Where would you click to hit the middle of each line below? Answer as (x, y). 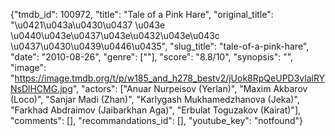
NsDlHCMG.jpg (41, 88)
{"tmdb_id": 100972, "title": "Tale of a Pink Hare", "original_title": (142, 14)
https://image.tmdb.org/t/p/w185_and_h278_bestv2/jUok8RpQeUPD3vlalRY (170, 78)
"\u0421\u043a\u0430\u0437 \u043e (88, 25)
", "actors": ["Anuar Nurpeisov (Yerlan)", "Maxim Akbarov (190, 88)
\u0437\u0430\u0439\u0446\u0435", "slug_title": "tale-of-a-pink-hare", (160, 46)
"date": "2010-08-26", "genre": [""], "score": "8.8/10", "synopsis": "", (152, 57)
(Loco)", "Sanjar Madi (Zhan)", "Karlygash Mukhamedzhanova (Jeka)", (155, 99)
